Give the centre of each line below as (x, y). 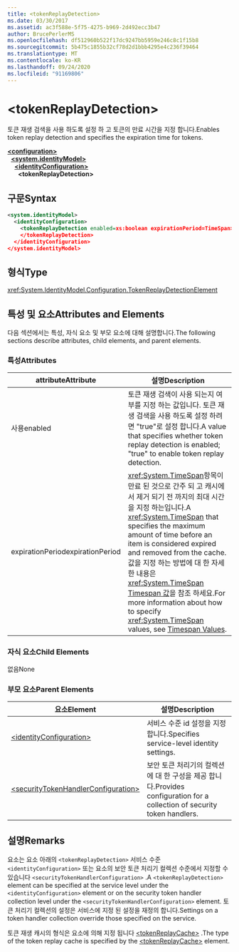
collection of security (182, 805)
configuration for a (178, 796)
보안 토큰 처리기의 (175, 765)
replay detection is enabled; (174, 445)
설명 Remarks (36, 841)
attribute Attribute (66, 380)
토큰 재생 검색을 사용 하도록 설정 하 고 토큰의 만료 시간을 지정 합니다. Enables (113, 130)
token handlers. (173, 814)
